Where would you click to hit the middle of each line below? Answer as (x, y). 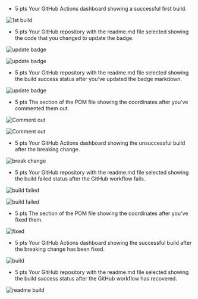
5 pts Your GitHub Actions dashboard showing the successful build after (103, 243)
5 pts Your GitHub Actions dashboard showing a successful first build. (101, 9)
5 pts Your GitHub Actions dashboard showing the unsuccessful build (100, 143)
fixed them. (29, 219)
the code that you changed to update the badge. (74, 38)
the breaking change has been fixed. (60, 249)
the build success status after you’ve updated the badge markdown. (98, 79)
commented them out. (42, 108)
